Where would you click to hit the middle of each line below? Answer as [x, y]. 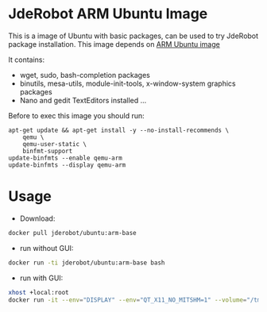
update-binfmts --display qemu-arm [67, 165]
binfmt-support [48, 151]
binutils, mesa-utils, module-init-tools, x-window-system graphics [128, 83]
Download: [37, 218]
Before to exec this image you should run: [76, 115]
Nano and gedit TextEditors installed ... [83, 100]
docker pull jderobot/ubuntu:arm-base [72, 233]
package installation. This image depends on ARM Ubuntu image [114, 44]
